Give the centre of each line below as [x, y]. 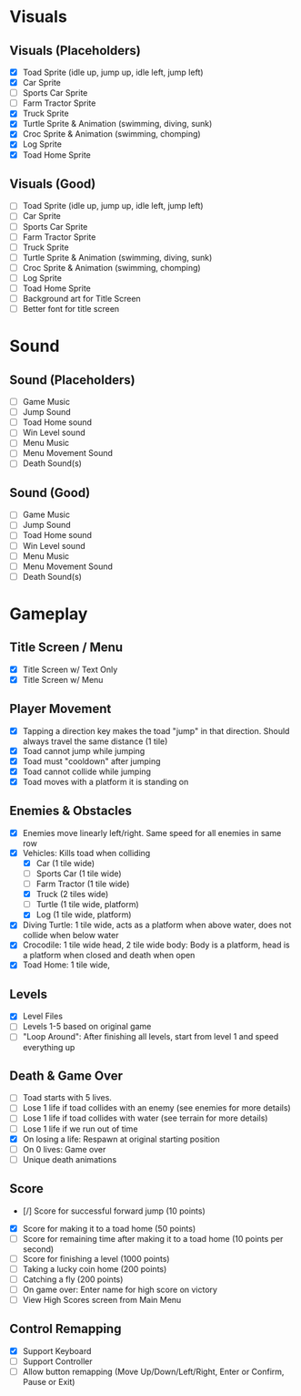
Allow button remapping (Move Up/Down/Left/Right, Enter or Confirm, [153, 1371]
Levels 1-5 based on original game [87, 1027]
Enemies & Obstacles [71, 811]
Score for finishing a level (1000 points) [96, 1258]
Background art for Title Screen [81, 298]
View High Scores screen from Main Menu [102, 1299]
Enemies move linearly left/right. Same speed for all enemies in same [152, 832]
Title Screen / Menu [66, 648]
